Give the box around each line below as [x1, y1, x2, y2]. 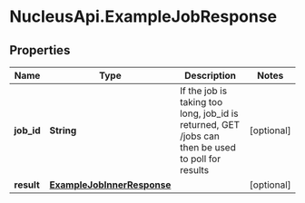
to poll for [180, 152, 221, 165]
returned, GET [180, 119, 241, 130]
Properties [9, 43, 71, 58]
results [180, 164, 210, 176]
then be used [180, 141, 236, 153]
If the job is [180, 84, 228, 97]
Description [184, 70, 236, 82]
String [49, 124, 77, 137]
